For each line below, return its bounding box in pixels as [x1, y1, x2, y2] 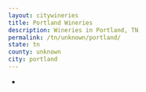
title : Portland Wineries [8, 19, 93, 27]
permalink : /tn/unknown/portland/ [8, 33, 122, 42]
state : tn [8, 41, 41, 49]
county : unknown [8, 48, 61, 56]
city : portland [8, 56, 58, 64]
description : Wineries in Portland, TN [8, 26, 139, 34]
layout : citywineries [8, 11, 79, 20]
